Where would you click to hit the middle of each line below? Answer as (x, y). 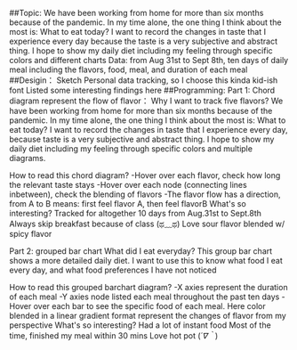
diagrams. (28, 158)
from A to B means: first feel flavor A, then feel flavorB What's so (128, 203)
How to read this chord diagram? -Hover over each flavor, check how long (145, 175)
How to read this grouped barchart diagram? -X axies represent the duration (148, 287)
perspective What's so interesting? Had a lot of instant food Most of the (140, 325)
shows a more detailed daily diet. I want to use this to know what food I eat (146, 260)
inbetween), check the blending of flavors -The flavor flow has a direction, (145, 194)
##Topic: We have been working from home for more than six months (136, 13)
